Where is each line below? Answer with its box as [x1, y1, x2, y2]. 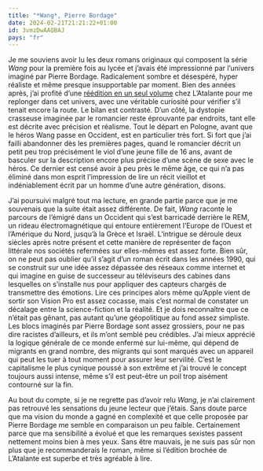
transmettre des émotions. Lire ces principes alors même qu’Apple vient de [8, 288, 251, 298]
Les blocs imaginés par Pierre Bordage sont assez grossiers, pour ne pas [8, 321, 245, 331]
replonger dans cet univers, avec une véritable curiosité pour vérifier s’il [8, 97, 241, 106]
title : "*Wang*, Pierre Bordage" [8, 11, 118, 20]
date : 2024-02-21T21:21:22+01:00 [8, 19, 118, 27]
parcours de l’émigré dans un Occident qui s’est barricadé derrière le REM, [8, 213, 250, 222]
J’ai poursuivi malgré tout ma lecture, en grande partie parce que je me [8, 196, 238, 206]
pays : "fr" [8, 33, 44, 42]
